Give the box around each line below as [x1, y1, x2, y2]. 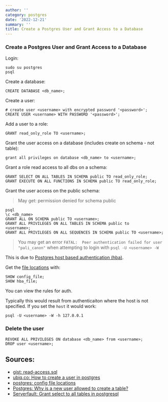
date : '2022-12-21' [5, 17, 47, 22]
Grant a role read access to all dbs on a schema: [5, 164, 108, 170]
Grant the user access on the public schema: [5, 188, 100, 194]
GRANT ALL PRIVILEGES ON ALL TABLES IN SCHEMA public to [5, 221, 130, 226]
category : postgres [5, 12, 47, 17]
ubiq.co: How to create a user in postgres [12, 374, 100, 380]
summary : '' [5, 22, 31, 27]
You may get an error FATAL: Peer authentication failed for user [17, 239, 163, 245]
